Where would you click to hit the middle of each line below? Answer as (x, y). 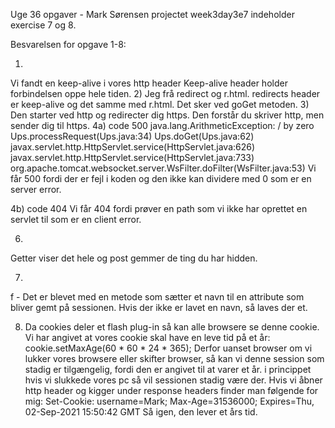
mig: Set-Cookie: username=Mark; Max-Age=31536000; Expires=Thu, (169, 401)
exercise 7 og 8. (43, 25)
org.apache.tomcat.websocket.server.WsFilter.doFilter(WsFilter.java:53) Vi (163, 168)
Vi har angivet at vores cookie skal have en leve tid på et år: (147, 337)
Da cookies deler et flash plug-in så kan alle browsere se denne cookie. (172, 327)
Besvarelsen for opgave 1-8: (68, 44)
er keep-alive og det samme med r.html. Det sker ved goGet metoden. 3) (160, 104)
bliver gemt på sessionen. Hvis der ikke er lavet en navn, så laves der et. (159, 307)
